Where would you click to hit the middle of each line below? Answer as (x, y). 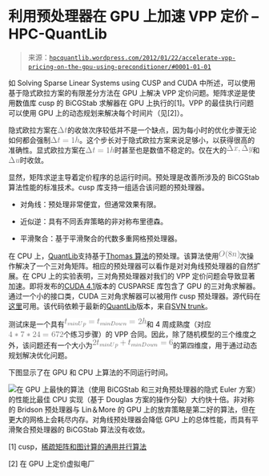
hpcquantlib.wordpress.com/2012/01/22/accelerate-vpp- (143, 58)
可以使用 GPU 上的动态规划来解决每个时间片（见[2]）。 (98, 112)
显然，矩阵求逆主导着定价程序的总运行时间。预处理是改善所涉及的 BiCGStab (134, 177)
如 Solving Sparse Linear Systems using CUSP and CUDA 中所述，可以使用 (132, 83)
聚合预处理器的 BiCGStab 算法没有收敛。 (82, 429)
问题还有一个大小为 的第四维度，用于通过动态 (143, 345)
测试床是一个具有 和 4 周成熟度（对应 (110, 324)
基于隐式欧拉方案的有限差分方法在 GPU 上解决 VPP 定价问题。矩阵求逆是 (128, 92)
